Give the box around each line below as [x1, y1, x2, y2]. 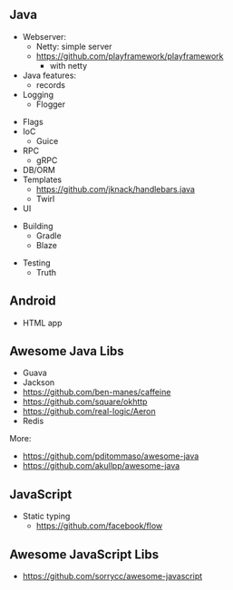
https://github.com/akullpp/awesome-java [22, 460, 180, 471]
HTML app [22, 317, 63, 328]
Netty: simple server [35, 41, 112, 52]
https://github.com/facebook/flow [35, 520, 163, 531]
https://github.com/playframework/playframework [35, 50, 224, 62]
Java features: [22, 70, 77, 81]
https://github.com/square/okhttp [22, 396, 148, 407]
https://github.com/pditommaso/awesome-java [22, 450, 199, 461]
